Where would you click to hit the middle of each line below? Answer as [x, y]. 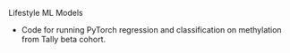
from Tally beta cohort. [64, 39]
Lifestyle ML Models [46, 13]
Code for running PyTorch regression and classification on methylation [152, 30]
